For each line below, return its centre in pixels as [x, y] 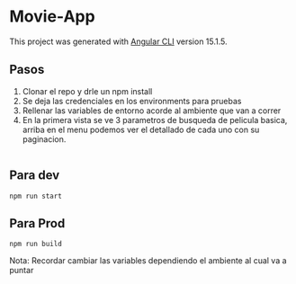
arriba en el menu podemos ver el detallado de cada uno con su [141, 129]
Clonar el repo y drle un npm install [87, 91]
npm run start [36, 196]
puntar [22, 271]
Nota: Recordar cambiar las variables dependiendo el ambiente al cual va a [148, 261]
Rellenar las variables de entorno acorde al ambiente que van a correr [152, 111]
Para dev [35, 176]
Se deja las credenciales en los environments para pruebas [132, 101]
